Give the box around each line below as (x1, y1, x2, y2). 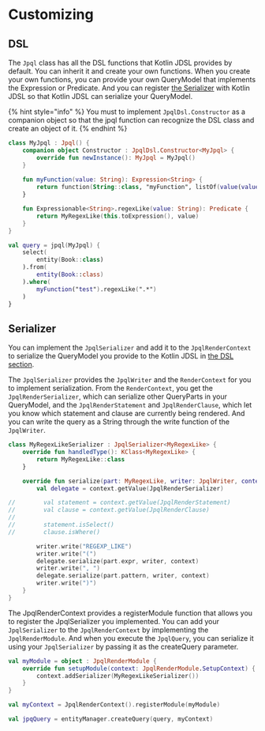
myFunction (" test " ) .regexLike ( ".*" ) (36, 285, 157, 294)
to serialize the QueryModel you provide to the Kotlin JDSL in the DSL (8, 351, 234, 361)
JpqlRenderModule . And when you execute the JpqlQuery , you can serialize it (8, 633, 254, 642)
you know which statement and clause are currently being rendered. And (8, 409, 245, 419)
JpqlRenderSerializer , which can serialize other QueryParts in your (8, 392, 227, 401)
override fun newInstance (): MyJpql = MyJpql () (36, 153, 196, 161)
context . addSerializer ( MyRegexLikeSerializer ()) (36, 672, 200, 680)
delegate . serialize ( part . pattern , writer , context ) (36, 572, 211, 580)
